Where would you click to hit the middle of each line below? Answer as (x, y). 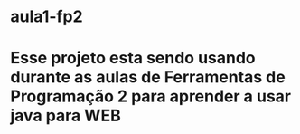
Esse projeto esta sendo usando (133, 58)
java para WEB (66, 116)
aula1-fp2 (47, 17)
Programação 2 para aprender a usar (151, 96)
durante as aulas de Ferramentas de (148, 77)
